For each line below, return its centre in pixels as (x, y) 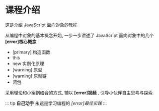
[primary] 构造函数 (31, 52)
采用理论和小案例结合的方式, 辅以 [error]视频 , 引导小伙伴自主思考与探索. (79, 93)
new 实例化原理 (28, 63)
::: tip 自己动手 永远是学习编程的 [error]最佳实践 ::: (56, 103)
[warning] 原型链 (30, 76)
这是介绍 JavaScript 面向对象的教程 (41, 25)
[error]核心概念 (21, 41)
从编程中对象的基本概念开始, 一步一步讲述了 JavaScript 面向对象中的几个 (79, 35)
